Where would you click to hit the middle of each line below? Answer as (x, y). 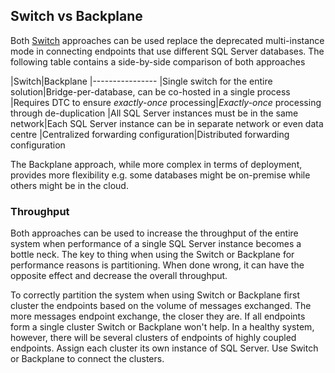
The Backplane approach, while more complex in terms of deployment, (156, 164)
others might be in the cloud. (69, 185)
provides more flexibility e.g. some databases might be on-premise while (160, 175)
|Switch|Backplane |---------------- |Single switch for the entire (141, 81)
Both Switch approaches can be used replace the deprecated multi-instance (167, 40)
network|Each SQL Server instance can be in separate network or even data (167, 123)
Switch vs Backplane (76, 16)
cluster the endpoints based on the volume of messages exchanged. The (161, 306)
